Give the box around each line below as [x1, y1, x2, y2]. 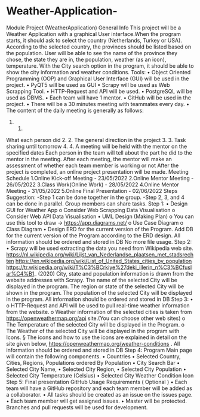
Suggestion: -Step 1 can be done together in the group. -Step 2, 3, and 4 [6, 194, 185, 201]
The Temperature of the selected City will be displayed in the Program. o [6, 321, 185, 328]
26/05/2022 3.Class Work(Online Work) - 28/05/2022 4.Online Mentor [6, 181, 179, 188]
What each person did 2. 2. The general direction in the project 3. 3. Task [6, 136, 186, 143]
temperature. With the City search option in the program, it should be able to [6, 62, 194, 69]
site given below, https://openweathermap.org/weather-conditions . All [6, 340, 180, 347]
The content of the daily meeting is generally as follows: [6, 107, 144, 114]
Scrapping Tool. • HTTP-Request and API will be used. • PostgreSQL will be [6, 87, 193, 95]
